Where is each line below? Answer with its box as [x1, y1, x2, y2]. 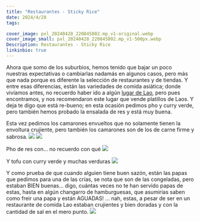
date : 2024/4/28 [6, 14, 47, 20]
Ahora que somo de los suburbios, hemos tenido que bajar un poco [6, 63, 172, 70]
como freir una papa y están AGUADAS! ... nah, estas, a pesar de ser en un [6, 195, 190, 202]
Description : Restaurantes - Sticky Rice [6, 42, 111, 48]
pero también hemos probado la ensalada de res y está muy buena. [6, 108, 173, 115]
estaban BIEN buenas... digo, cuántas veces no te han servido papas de [6, 182, 183, 189]
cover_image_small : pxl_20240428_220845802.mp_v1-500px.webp [6, 36, 162, 42]
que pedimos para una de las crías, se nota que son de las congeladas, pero [6, 176, 194, 183]
